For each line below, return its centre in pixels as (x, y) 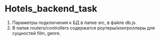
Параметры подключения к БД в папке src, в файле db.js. (74, 22)
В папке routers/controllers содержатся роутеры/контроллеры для (83, 27)
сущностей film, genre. (36, 33)
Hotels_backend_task (51, 9)
